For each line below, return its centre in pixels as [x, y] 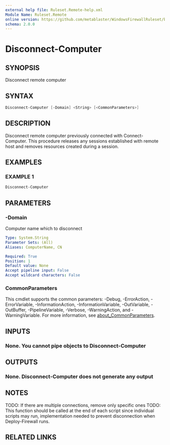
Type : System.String [27, 238]
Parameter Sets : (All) [29, 242]
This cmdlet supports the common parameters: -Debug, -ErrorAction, [78, 299]
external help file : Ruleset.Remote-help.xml [54, 10]
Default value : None [27, 266]
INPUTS [18, 331]
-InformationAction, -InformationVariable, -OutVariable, [93, 305]
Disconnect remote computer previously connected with [64, 135]
